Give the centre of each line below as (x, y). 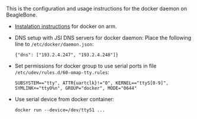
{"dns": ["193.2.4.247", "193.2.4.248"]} (66, 55)
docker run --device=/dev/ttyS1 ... (60, 110)
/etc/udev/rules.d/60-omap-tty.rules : (62, 72)
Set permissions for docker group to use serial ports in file (85, 66)
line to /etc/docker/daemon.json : (54, 44)
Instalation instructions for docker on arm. (66, 26)
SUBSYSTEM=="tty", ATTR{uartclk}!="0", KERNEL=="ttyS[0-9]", (92, 83)
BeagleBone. (22, 15)
